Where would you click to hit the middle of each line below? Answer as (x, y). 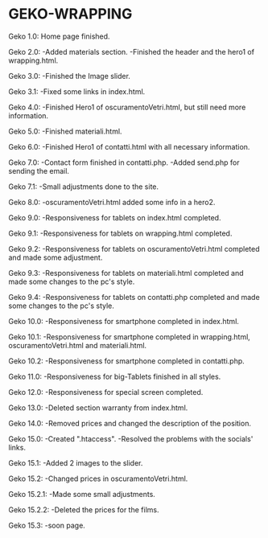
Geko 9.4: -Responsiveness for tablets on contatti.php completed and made (134, 297)
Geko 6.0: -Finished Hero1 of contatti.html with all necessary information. (129, 146)
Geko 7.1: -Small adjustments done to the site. (84, 187)
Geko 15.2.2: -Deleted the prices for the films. (84, 509)
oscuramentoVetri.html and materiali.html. (78, 345)
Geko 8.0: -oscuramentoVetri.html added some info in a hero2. (112, 202)
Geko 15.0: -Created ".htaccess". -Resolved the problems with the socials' (131, 438)
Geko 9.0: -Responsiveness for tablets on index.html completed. (115, 217)
